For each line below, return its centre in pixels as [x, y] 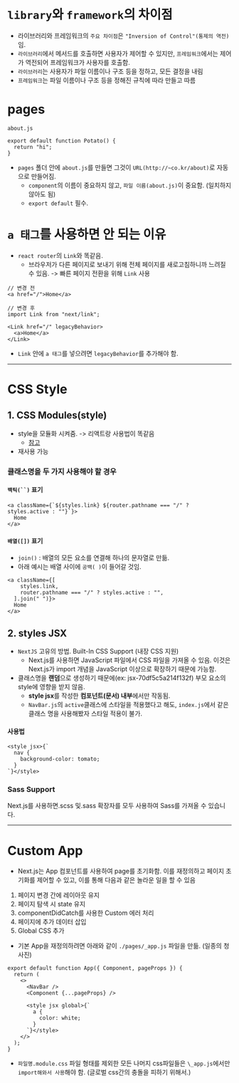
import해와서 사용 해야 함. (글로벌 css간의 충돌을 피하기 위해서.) [104, 1072]
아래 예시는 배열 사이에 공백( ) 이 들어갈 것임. [79, 567]
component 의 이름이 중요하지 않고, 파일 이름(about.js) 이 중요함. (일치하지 [130, 185]
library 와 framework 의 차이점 [90, 15]
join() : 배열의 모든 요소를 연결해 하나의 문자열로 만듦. [93, 558]
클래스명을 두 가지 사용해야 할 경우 [62, 471]
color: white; [60, 1018]
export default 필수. [58, 203]
